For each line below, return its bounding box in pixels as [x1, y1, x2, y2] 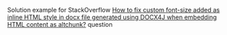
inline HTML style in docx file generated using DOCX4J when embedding [7, 13, 217, 21]
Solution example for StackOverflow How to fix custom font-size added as [7, 6, 220, 14]
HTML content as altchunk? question [7, 21, 113, 28]
